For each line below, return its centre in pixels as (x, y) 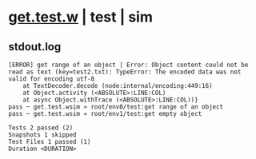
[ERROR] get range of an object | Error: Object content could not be (128, 65)
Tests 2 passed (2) (41, 128)
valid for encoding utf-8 (51, 79)
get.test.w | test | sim (81, 17)
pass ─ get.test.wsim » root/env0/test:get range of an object (116, 107)
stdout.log (35, 47)
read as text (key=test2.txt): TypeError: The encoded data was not (125, 72)
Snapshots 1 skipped (43, 135)
